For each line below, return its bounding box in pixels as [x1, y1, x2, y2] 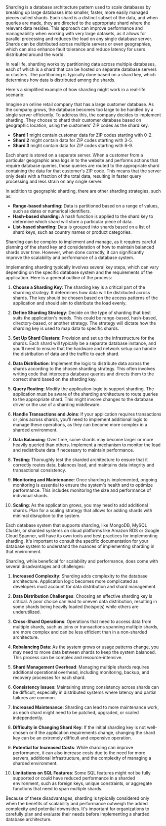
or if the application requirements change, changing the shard [29, 730, 155, 735]
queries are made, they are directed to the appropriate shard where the [5, 20, 151, 26]
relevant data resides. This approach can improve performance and [5, 25, 143, 31]
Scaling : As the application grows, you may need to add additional [12, 502, 148, 508]
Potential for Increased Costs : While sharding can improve [12, 745, 133, 750]
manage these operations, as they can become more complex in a [12, 422, 148, 427]
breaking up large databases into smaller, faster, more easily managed [5, 9, 149, 15]
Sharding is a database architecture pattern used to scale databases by [5, 4, 151, 10]
